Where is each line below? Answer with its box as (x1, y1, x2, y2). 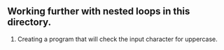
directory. (7, 17, 51, 28)
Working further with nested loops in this (7, 6, 190, 17)
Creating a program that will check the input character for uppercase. (17, 35, 218, 43)
